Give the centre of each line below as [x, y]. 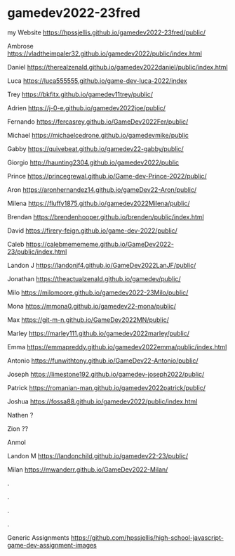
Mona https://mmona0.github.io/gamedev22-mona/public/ [92, 306]
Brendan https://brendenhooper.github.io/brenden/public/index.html [106, 216]
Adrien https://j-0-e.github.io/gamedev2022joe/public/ [87, 108]
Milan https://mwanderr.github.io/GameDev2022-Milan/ [88, 470]
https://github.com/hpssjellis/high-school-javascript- [147, 537]
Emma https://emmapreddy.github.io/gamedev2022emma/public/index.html [117, 347]
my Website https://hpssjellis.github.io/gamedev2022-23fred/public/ [106, 32]
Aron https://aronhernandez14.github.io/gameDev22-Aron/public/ [102, 189]
